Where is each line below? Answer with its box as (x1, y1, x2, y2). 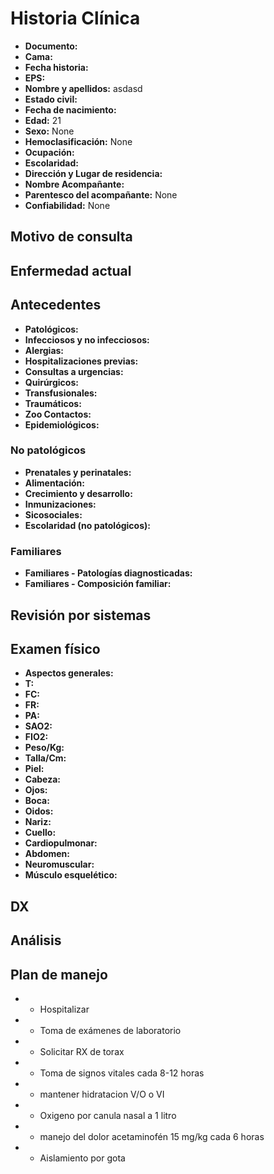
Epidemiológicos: (24, 418, 100, 431)
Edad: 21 (24, 114, 62, 126)
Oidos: (24, 805, 54, 817)
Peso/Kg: (24, 742, 65, 754)
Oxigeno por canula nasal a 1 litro (39, 1109, 177, 1121)
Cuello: (24, 827, 57, 839)
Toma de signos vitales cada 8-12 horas (39, 1067, 205, 1079)
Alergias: (24, 344, 65, 356)
